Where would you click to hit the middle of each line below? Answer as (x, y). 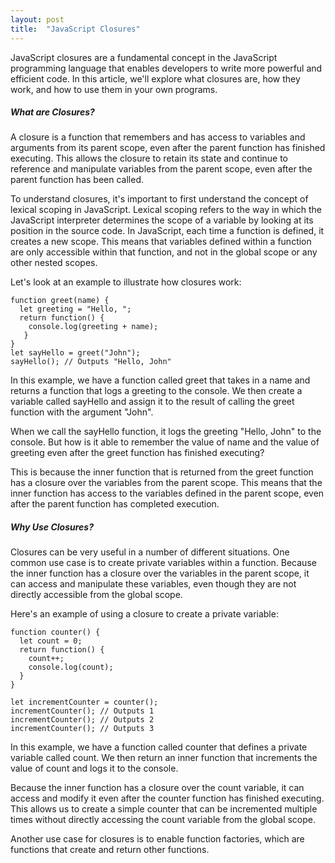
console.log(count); (71, 667)
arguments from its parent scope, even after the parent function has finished (168, 148)
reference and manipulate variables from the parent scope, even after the (161, 169)
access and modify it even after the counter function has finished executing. (167, 798)
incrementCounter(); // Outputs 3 (82, 729)
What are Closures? (52, 112)
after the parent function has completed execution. (115, 504)
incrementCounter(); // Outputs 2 (82, 720)
